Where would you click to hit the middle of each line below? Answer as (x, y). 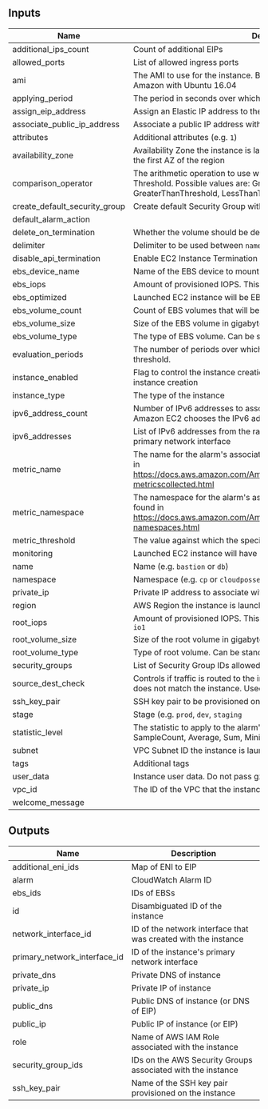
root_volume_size (45, 639)
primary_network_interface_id (68, 957)
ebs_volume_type (45, 336)
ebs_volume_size (44, 323)
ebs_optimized (39, 297)
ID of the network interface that (190, 929)
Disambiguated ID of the (177, 906)
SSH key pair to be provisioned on (197, 701)
